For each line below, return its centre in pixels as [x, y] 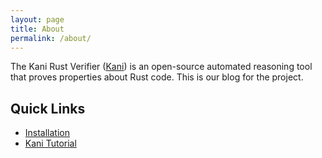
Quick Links [48, 108]
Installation [47, 133]
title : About [37, 29]
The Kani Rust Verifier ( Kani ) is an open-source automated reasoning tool [161, 67]
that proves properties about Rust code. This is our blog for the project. [157, 77]
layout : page [37, 19]
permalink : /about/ [51, 38]
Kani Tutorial [50, 143]
